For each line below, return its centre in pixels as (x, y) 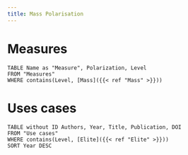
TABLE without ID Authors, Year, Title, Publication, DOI (94, 127)
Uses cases (42, 108)
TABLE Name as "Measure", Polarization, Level (77, 68)
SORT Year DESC (30, 146)
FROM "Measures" (31, 74)
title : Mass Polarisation (45, 14)
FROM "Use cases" (33, 133)
